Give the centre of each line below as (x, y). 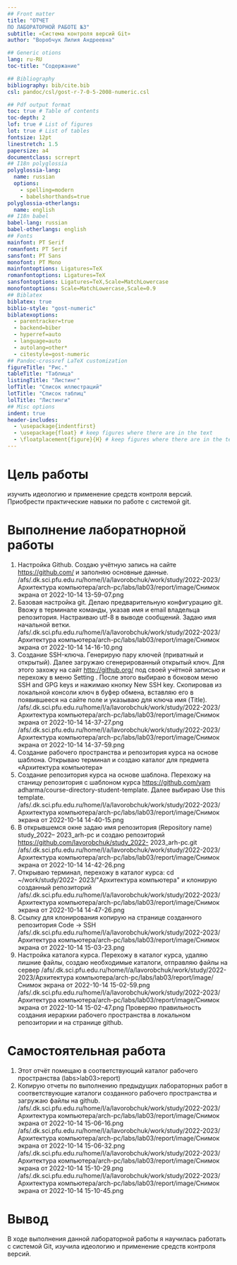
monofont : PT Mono (34, 262)
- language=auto (37, 341)
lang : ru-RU (25, 60)
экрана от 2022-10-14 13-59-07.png (71, 595)
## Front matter (31, 14)
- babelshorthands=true (55, 196)
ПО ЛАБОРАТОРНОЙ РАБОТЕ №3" (49, 27)
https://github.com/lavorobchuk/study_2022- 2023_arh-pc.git (107, 842)
